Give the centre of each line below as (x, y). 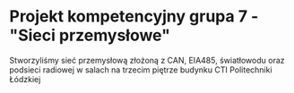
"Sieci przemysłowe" (90, 35)
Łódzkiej (25, 79)
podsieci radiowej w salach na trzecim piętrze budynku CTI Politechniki (141, 70)
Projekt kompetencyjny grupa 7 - (134, 17)
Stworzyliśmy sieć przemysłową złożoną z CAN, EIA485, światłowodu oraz (147, 60)
